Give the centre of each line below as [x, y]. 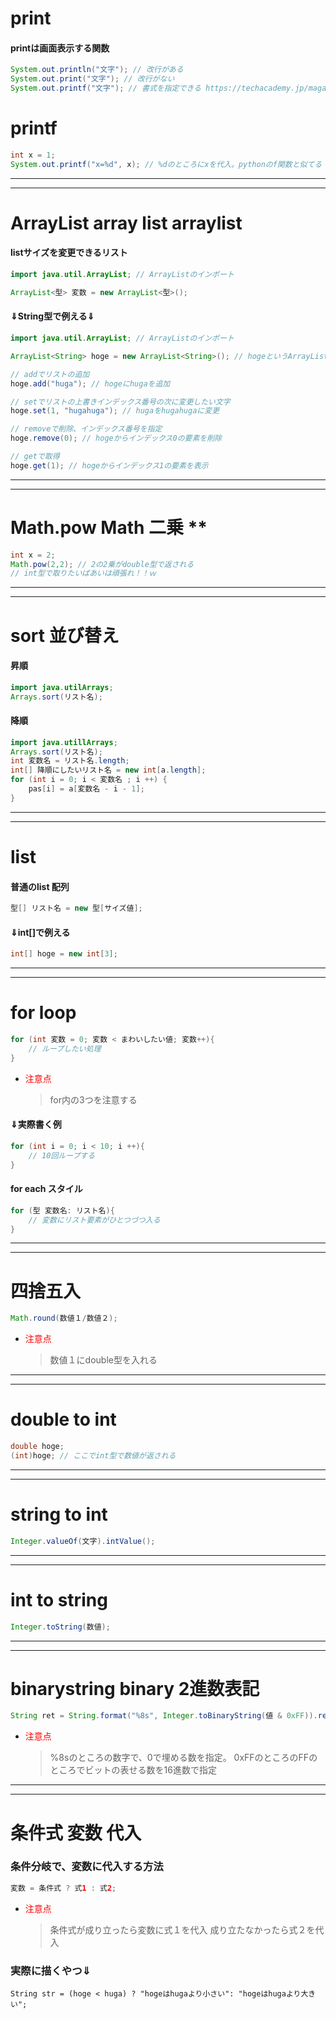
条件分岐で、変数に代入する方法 [87, 1867]
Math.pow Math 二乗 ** [109, 527]
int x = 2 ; [33, 555]
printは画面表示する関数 [60, 48]
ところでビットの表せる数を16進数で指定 [133, 1770]
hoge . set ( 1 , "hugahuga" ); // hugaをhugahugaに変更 [115, 411]
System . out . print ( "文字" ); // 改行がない [92, 79]
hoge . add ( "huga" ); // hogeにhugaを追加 [90, 383]
